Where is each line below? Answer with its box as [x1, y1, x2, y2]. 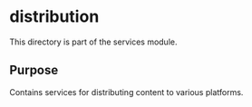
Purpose [9, 63, 59, 78]
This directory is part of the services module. [9, 36, 178, 47]
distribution [9, 6, 100, 27]
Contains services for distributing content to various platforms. [9, 86, 244, 97]
